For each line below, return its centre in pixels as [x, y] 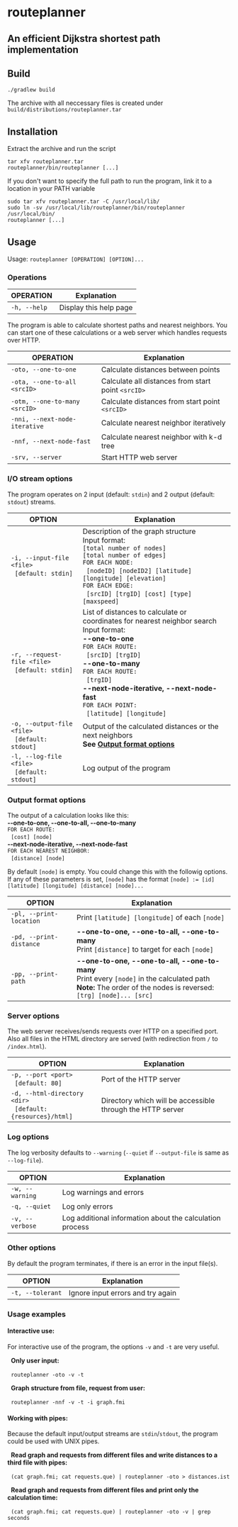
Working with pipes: [38, 1418]
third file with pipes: [38, 1462]
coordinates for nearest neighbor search [150, 621]
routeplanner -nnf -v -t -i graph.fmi [68, 1402]
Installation [33, 132]
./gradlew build [31, 90]
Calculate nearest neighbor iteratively [164, 423]
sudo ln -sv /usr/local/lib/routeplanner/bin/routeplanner [96, 208]
